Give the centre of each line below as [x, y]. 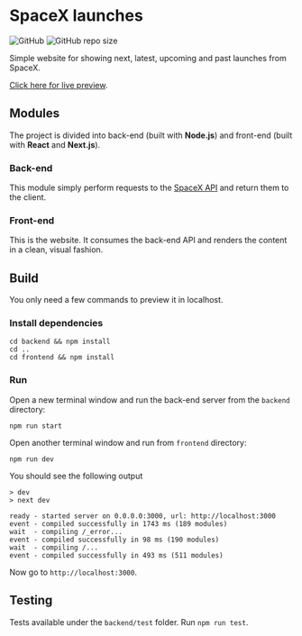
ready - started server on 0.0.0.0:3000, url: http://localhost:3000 [143, 516]
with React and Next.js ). [55, 144]
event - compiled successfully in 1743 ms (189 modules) [119, 523]
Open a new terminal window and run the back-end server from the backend [150, 400]
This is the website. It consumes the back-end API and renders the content [148, 241]
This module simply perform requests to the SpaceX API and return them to [149, 188]
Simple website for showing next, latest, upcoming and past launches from [148, 58]
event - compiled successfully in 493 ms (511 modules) [116, 555]
